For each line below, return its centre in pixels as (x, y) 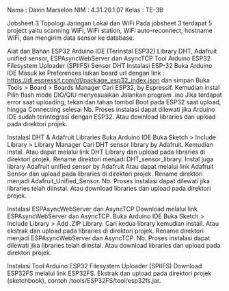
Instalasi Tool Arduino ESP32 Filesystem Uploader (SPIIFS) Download (105, 266)
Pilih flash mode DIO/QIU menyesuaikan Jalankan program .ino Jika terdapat (114, 95)
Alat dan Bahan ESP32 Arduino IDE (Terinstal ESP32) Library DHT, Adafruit (112, 51)
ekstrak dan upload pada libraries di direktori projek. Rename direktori (105, 231)
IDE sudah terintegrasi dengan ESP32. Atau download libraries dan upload (111, 117)
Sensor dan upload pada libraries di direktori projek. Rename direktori (105, 174)
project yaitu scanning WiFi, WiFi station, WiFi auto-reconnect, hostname (110, 31)
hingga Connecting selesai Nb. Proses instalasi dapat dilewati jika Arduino (111, 109)
